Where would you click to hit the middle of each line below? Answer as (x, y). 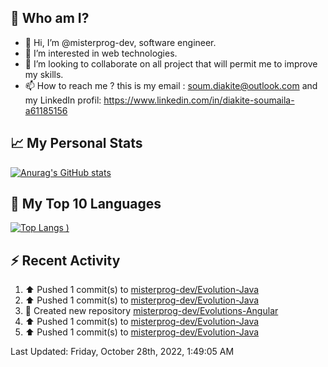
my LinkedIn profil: (63, 100)
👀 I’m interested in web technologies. (101, 53)
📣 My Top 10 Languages (86, 204)
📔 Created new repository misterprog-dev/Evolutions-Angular (151, 311)
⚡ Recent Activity (65, 260)
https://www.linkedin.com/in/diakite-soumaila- (199, 100)
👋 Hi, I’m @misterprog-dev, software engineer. (120, 42)
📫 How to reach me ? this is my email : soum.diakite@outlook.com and (171, 85)
